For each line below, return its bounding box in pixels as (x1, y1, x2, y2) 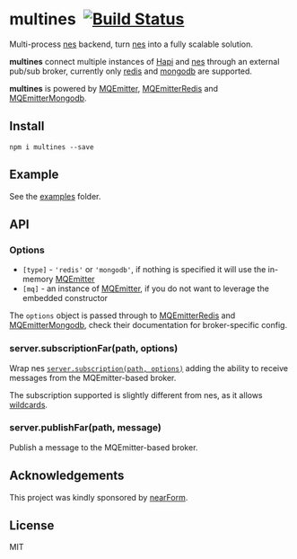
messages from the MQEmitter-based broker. (9, 372, 177, 383)
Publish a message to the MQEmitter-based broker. (9, 441, 198, 453)
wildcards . (9, 399, 48, 410)
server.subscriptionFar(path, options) (9, 342, 179, 355)
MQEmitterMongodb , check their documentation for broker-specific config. (9, 320, 288, 331)
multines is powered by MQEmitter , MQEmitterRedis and (9, 83, 218, 93)
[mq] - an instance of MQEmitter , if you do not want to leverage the (22, 283, 269, 294)
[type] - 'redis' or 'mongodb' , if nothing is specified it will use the (22, 264, 266, 275)
